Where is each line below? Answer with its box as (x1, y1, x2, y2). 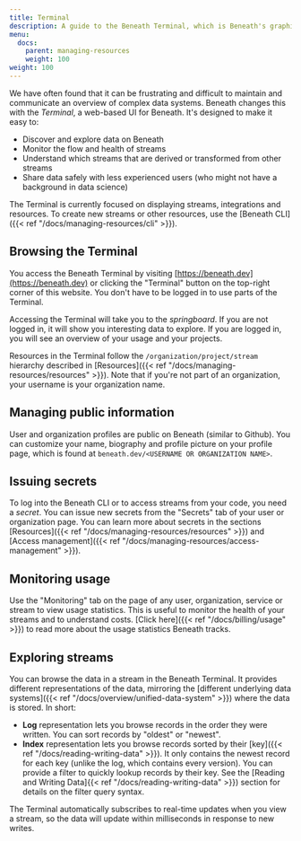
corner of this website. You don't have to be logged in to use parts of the (9, 286, 278, 297)
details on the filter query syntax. (21, 786, 145, 797)
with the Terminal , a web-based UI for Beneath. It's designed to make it (9, 107, 273, 118)
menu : (9, 30, 30, 39)
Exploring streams (9, 650, 114, 665)
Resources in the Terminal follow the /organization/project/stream (9, 350, 258, 361)
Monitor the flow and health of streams (21, 143, 167, 153)
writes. (9, 822, 35, 833)
